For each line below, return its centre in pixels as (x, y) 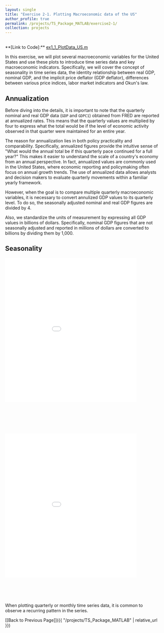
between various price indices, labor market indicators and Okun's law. (77, 83)
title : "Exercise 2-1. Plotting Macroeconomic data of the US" (71, 14)
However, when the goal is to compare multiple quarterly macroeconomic (79, 192)
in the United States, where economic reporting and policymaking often (77, 167)
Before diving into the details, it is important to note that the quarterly (75, 110)
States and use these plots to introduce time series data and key (70, 62)
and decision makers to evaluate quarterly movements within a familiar (77, 177)
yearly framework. (24, 182)
